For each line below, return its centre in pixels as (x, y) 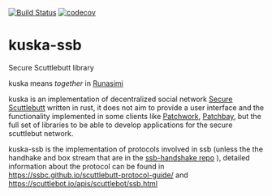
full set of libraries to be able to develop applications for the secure (121, 125)
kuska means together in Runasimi (66, 83)
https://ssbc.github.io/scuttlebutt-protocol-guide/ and (98, 175)
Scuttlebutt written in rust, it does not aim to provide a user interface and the (136, 107)
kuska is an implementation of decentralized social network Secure (121, 99)
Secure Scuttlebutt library (52, 67)
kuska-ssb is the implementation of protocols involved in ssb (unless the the (136, 149)
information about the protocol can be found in (86, 166)
